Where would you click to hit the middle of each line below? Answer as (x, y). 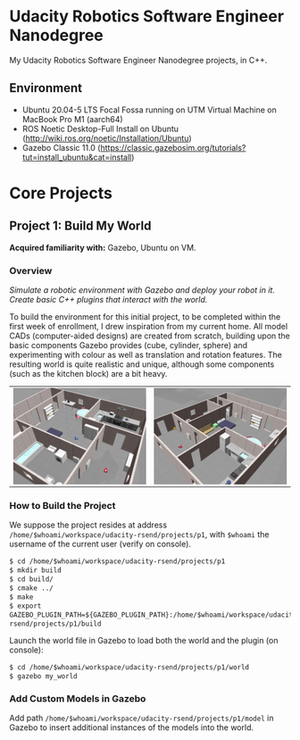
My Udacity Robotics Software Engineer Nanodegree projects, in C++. (138, 60)
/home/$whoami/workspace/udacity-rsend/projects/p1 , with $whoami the (139, 534)
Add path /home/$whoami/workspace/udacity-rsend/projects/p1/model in (142, 718)
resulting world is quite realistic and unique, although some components (142, 364)
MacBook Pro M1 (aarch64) (72, 119)
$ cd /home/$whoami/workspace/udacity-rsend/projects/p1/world (129, 667)
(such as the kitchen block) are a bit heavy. (88, 374)
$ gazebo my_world (43, 676)
